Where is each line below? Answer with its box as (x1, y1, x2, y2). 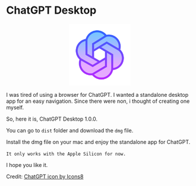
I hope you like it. (6, 162, 48, 169)
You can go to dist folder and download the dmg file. (6, 127, 134, 134)
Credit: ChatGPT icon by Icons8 (6, 173, 84, 180)
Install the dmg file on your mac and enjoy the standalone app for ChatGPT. (6, 138, 191, 146)
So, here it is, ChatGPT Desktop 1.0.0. (6, 115, 98, 122)
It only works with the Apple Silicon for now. (6, 151, 127, 157)
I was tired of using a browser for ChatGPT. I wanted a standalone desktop (6, 92, 189, 99)
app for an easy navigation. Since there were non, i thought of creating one (6, 97, 190, 105)
